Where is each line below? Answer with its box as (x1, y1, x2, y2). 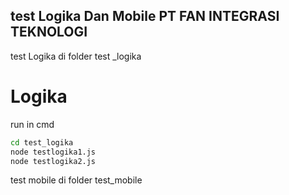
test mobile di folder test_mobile (10, 174, 143, 186)
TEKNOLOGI (10, 24, 88, 41)
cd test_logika (10, 137, 74, 148)
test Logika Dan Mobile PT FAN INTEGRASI (10, 8, 280, 25)
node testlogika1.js (10, 147, 97, 157)
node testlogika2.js (10, 156, 97, 166)
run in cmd (10, 118, 55, 130)
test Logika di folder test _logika (10, 50, 142, 62)
